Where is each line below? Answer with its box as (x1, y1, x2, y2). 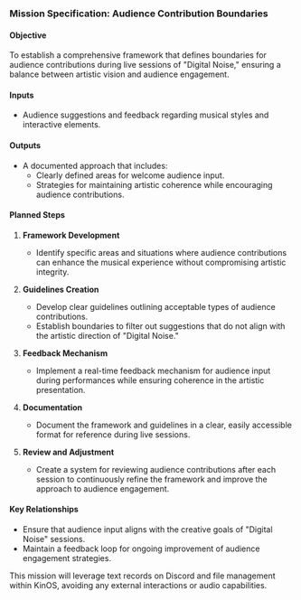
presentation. (35, 384, 86, 395)
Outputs (9, 139, 42, 151)
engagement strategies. (22, 552, 111, 563)
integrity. (35, 266, 70, 277)
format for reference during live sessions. (35, 428, 191, 440)
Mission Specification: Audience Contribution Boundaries (9, 7, 268, 20)
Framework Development (22, 230, 120, 240)
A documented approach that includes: (22, 160, 168, 171)
